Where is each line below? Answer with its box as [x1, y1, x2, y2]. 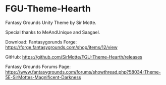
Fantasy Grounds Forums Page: [5, 63, 71, 69]
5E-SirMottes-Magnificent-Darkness [5, 74, 81, 80]
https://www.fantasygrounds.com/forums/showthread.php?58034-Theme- [5, 68, 161, 75]
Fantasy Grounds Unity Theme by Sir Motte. [5, 19, 97, 25]
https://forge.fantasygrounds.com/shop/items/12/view [5, 44, 118, 50]
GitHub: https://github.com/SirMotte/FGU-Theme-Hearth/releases [5, 53, 143, 60]
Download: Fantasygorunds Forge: [5, 38, 77, 45]
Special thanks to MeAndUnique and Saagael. [5, 29, 100, 35]
